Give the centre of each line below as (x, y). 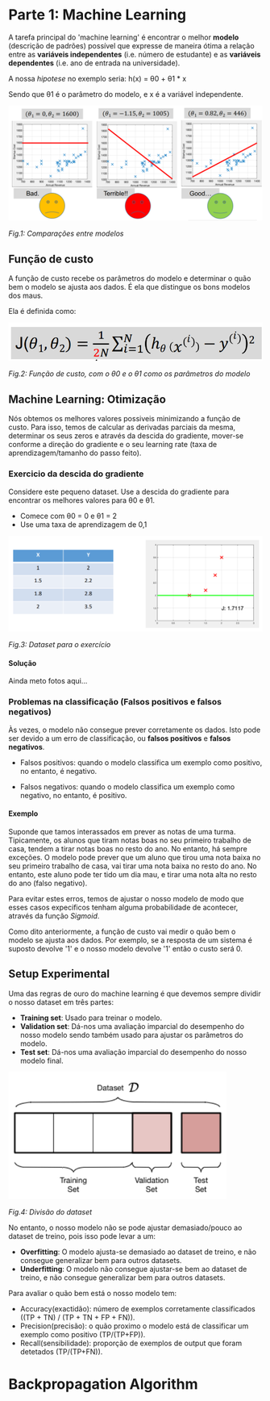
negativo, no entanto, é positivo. (73, 795)
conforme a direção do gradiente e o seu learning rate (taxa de (113, 445)
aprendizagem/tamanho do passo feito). (75, 453)
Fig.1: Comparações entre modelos (66, 234)
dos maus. (26, 295)
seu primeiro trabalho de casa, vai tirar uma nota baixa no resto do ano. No (133, 866)
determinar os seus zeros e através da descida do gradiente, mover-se (126, 436)
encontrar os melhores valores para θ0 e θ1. (82, 500)
